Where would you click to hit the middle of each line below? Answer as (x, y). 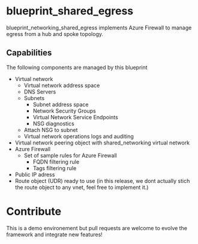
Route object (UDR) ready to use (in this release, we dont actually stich (102, 180)
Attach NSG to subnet (51, 129)
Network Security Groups (64, 111)
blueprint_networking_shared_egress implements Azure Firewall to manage (99, 28)
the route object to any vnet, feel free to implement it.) (82, 187)
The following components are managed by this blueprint (77, 67)
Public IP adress (35, 174)
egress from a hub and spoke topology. (55, 34)
